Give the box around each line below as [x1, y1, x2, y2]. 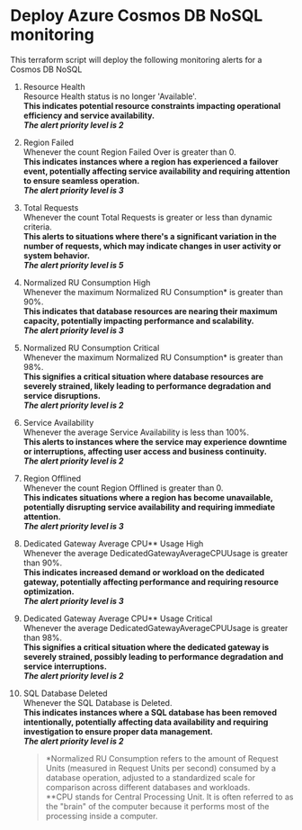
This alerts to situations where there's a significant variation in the [22, 230, 277, 241]
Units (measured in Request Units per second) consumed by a [45, 762, 277, 773]
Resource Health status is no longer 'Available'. [22, 91, 197, 102]
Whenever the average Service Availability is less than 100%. [22, 427, 250, 438]
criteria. [22, 221, 52, 232]
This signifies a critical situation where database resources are [22, 371, 264, 382]
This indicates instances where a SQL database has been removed [22, 707, 278, 717]
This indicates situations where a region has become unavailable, [22, 492, 273, 502]
